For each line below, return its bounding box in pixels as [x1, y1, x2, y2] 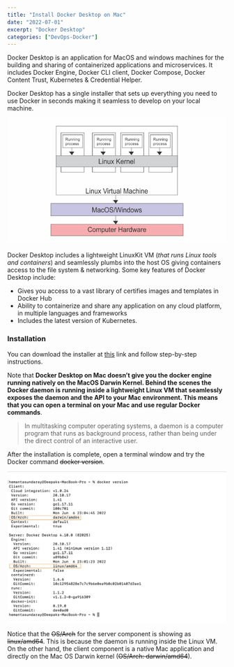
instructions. [7, 357, 43, 366]
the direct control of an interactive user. [24, 436, 138, 445]
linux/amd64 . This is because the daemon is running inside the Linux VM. [7, 637, 218, 645]
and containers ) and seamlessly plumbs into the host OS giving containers [7, 259, 221, 267]
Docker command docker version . [7, 457, 105, 466]
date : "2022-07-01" [7, 18, 64, 26]
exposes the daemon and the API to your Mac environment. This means [7, 393, 218, 401]
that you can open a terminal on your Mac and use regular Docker [7, 401, 201, 409]
